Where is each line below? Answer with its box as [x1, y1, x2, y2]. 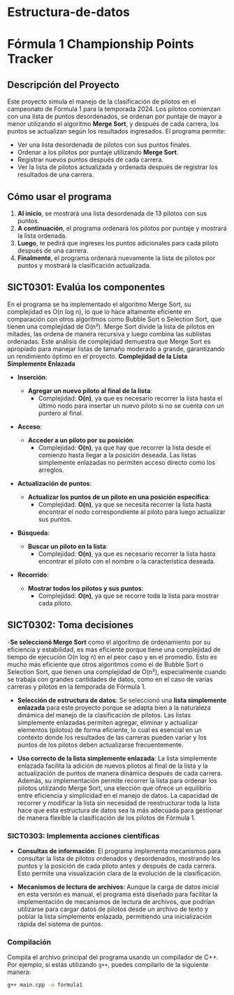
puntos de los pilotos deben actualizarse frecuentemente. [17, 740, 184, 749]
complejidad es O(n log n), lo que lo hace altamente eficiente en [7, 307, 192, 315]
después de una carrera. [17, 246, 89, 255]
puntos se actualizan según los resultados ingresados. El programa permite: [7, 127, 226, 136]
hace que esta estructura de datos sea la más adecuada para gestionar [17, 806, 223, 815]
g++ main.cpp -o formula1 [7, 982, 82, 989]
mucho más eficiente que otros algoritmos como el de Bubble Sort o [7, 660, 204, 668]
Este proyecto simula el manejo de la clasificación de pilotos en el [7, 97, 196, 106]
